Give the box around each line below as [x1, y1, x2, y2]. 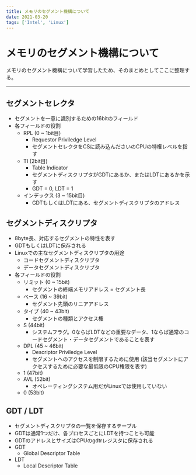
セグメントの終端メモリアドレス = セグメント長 [32, 286, 146, 293]
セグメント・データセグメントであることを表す [42, 335, 155, 342]
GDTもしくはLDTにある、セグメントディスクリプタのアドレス [32, 199, 180, 206]
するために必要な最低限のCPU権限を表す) [47, 363, 148, 370]
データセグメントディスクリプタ [23, 263, 100, 271]
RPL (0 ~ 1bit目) [23, 130, 61, 137]
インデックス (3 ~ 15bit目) [23, 192, 85, 199]
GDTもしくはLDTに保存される [14, 242, 86, 249]
